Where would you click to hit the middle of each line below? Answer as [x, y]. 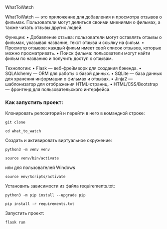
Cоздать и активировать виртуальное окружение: [59, 140]
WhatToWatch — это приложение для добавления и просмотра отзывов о [83, 17]
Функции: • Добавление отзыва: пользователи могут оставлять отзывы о [83, 37]
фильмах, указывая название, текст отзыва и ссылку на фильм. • [75, 42]
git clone [15, 122]
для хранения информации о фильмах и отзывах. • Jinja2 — [69, 79]
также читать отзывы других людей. [44, 27]
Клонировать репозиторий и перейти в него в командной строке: [75, 113]
